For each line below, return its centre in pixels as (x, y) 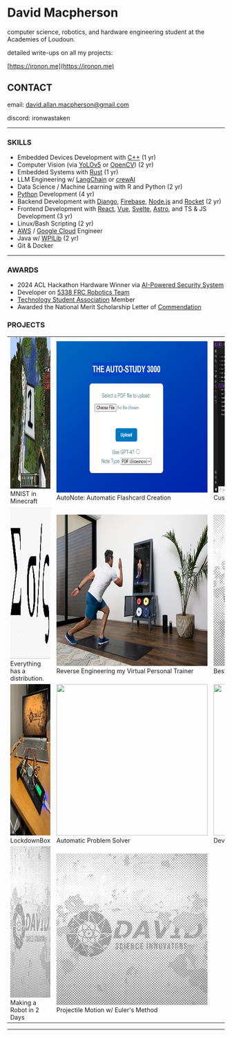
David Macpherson (63, 13)
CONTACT (30, 88)
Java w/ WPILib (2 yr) (48, 238)
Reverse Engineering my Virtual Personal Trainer (125, 671)
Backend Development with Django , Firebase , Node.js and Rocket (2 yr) (119, 201)
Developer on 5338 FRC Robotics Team (73, 293)
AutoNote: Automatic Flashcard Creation (114, 497)
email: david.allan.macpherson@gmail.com (68, 104)
